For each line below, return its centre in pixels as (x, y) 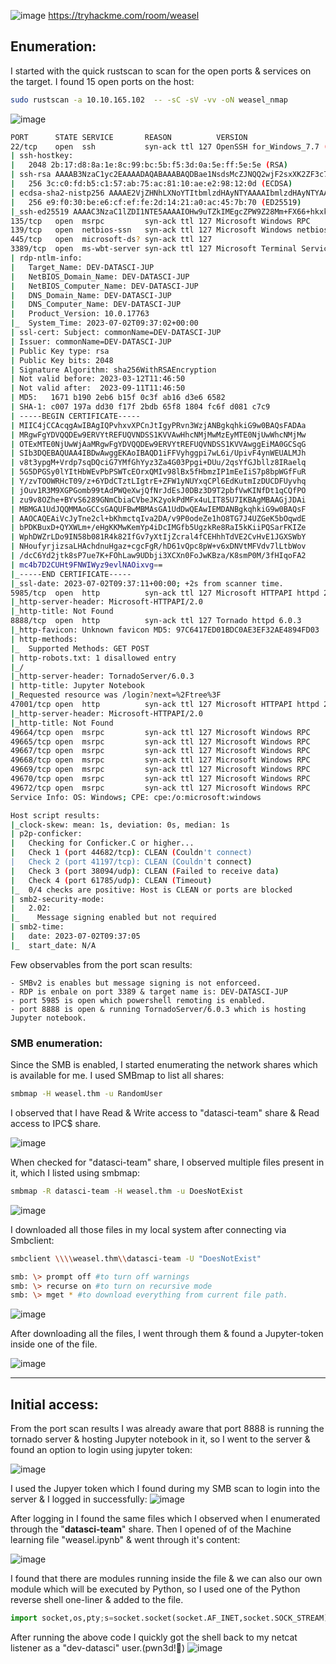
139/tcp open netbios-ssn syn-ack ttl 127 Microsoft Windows (151, 230)
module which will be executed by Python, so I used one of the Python (155, 1589)
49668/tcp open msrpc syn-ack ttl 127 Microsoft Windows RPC (160, 760)
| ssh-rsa (31, 175)
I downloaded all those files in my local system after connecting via (148, 1229)
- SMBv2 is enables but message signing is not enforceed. (136, 983)
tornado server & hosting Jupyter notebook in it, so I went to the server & (160, 1439)
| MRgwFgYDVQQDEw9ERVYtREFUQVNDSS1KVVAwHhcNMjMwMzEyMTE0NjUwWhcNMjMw (158, 435)
